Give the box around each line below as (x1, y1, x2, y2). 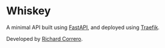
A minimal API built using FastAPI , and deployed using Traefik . (6, 24, 160, 31)
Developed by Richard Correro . (6, 35, 83, 42)
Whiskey (6, 4, 51, 18)
